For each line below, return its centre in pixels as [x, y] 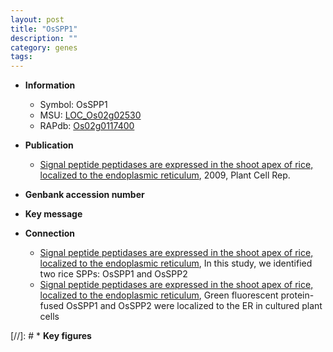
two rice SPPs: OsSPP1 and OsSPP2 [113, 274]
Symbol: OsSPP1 [73, 105]
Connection [49, 233]
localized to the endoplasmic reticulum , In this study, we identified [176, 263]
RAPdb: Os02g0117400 [87, 126]
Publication [49, 145]
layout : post [37, 19]
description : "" [44, 38]
